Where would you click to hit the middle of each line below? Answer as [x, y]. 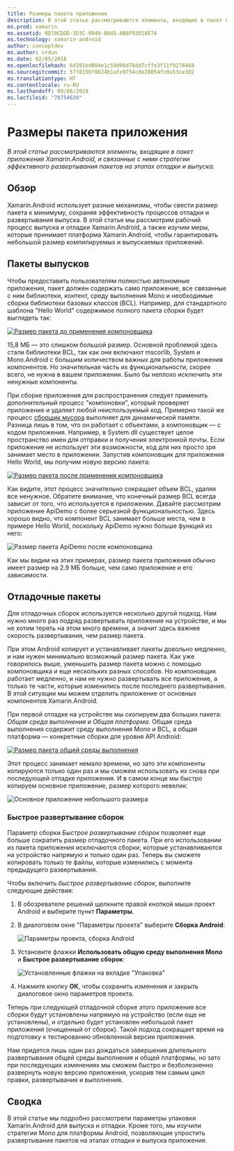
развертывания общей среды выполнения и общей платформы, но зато [114, 1057]
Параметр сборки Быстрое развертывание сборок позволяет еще [107, 832]
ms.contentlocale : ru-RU [43, 85]
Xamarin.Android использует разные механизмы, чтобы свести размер [112, 205]
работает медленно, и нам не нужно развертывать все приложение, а [112, 679]
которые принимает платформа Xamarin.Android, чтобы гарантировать [112, 235]
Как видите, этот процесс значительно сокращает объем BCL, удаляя [112, 489]
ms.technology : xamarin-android [54, 40]
